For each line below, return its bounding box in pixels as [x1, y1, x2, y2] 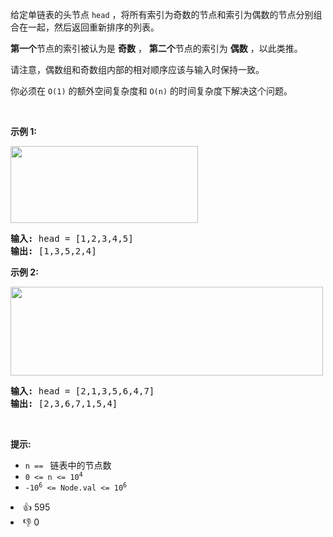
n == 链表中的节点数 [24, 459, 112, 471]
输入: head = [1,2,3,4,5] [10, 233, 134, 244]
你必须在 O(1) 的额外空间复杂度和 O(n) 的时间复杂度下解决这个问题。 [10, 85, 293, 97]
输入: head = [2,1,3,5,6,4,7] [10, 386, 155, 397]
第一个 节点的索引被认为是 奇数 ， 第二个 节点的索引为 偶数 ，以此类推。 [10, 43, 303, 54]
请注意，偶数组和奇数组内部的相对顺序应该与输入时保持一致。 [10, 64, 265, 75]
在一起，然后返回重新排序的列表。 [18, 21, 160, 33]
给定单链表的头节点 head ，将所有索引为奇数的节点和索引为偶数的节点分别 [10, 9, 314, 20]
